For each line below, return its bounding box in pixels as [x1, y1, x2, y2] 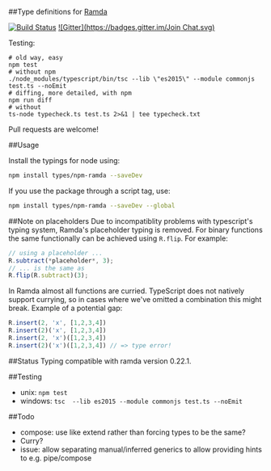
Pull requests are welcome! [8, 124, 99, 134]
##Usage [8, 141, 40, 149]
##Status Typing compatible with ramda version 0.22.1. [8, 355, 192, 366]
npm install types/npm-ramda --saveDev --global [8, 201, 176, 209]
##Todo [8, 411, 35, 421]
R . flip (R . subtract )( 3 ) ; [8, 271, 89, 280]
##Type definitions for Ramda [8, 7, 108, 16]
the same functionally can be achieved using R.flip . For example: [8, 233, 228, 243]
